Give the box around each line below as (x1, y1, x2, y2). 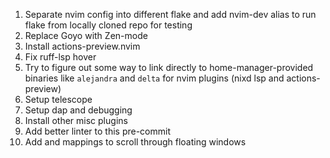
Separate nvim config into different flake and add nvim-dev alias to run (24, 9, 317, 20)
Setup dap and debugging (24, 104, 133, 116)
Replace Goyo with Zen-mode (24, 30, 148, 41)
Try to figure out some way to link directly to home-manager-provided (24, 62, 314, 73)
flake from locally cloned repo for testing (24, 19, 193, 31)
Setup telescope (24, 94, 93, 105)
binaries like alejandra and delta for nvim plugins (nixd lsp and (24, 72, 285, 84)
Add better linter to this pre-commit (24, 125, 171, 137)
